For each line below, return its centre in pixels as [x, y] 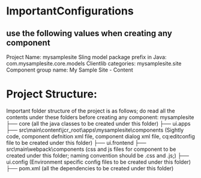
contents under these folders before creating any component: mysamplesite [100, 117]
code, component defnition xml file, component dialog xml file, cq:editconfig [100, 136]
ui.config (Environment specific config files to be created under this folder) [98, 162]
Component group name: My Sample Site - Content [70, 70]
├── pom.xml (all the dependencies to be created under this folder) [90, 168]
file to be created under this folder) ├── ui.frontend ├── [76, 143]
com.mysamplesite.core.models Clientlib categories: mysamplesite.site [94, 63]
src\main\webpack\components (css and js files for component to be [91, 149]
